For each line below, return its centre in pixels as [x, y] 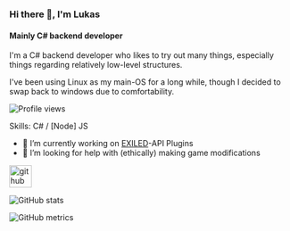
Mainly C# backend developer [66, 36]
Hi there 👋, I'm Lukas [55, 14]
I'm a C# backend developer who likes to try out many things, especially [142, 55]
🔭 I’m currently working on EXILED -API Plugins [108, 144]
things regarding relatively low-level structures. [96, 65]
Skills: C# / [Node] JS [49, 126]
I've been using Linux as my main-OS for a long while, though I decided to [145, 82]
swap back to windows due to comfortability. [92, 92]
